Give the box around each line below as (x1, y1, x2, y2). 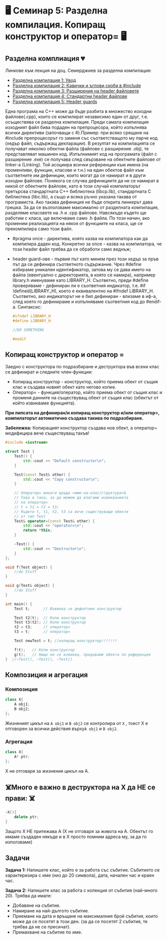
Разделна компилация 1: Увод (12, 77, 76, 83)
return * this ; (23, 528, 52, 533)
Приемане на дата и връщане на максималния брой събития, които (12, 913, 158, 919)
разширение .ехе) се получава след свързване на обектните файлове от (5, 156, 161, 162)
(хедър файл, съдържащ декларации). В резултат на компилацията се (5, 140, 155, 146)
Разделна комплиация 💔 (5, 54, 85, 63)
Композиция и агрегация (5, 670, 88, 679)
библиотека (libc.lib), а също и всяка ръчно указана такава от (5, 194, 137, 199)
